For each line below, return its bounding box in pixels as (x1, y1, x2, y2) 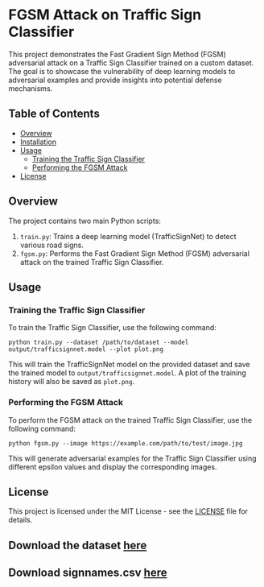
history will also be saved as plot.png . (8, 377, 135, 387)
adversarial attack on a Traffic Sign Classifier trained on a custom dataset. (8, 58, 254, 68)
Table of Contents (8, 107, 101, 121)
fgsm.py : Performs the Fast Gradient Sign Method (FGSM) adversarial (19, 248, 250, 258)
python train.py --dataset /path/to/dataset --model (8, 338, 189, 347)
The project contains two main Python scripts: (8, 216, 161, 225)
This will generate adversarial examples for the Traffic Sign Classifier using (8, 453, 257, 463)
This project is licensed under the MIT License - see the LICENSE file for (8, 506, 248, 516)
